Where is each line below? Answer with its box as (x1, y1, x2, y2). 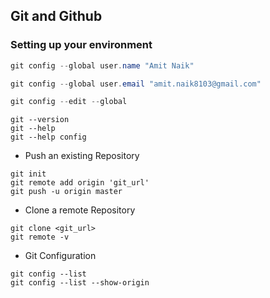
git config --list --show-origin (10, 278, 150, 288)
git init (10, 169, 47, 179)
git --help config (10, 132, 87, 143)
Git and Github (10, 8, 103, 25)
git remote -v (10, 232, 70, 243)
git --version (10, 115, 70, 125)
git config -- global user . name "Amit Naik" (10, 60, 195, 71)
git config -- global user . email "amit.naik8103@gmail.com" (10, 79, 262, 89)
